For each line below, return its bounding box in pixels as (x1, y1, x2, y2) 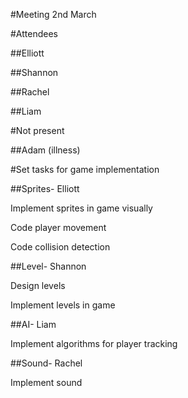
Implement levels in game (10, 299, 116, 311)
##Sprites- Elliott (10, 183, 80, 194)
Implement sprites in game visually (10, 202, 153, 214)
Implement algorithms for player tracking (10, 338, 178, 349)
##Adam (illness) (10, 144, 81, 156)
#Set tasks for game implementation (10, 164, 160, 175)
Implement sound (10, 377, 83, 388)
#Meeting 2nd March (10, 9, 97, 20)
